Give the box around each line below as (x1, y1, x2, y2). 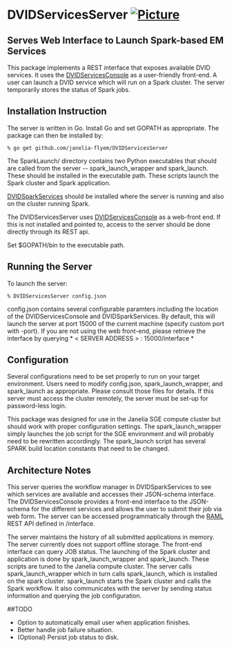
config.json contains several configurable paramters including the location (7, 305, 219, 313)
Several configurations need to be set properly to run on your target (7, 372, 200, 381)
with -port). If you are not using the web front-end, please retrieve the (7, 327, 206, 335)
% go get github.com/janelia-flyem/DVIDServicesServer (7, 144, 168, 151)
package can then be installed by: (7, 131, 104, 140)
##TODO (7, 605, 32, 613)
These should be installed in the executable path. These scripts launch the (7, 171, 219, 180)
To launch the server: (7, 279, 68, 287)
